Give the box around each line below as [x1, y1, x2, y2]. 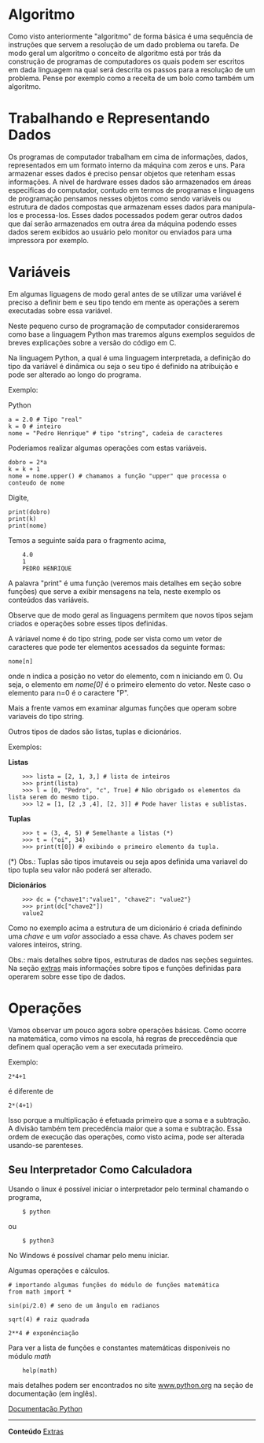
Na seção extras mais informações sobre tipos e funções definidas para [8, 963, 242, 972]
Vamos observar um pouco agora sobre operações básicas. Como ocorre [8, 1025, 247, 1035]
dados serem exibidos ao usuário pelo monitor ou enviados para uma [8, 227, 233, 237]
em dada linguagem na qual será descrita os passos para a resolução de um [8, 65, 255, 74]
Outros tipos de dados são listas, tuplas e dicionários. [8, 726, 182, 736]
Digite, [8, 493, 30, 502]
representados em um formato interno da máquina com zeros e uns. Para [8, 160, 246, 170]
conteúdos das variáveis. [8, 595, 90, 604]
